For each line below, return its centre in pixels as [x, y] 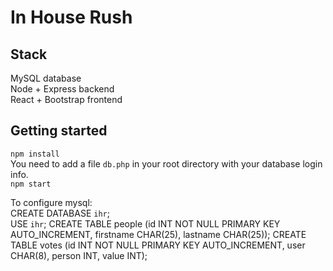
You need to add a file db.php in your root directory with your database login [166, 163]
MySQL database [46, 78]
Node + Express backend [62, 89]
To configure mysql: [51, 202]
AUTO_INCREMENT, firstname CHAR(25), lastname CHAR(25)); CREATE [158, 234]
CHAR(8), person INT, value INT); [79, 255]
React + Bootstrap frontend [66, 99]
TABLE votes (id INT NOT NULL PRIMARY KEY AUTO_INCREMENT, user [158, 245]
